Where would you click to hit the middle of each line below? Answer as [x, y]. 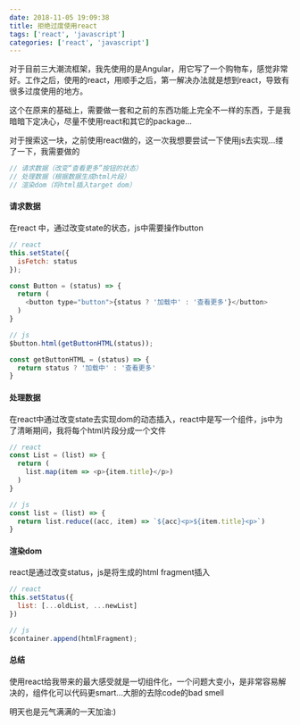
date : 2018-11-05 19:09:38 [59, 17]
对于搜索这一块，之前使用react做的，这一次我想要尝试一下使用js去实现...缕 [146, 140]
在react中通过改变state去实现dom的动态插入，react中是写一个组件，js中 [142, 419]
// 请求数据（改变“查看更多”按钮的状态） [76, 169]
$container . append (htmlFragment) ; [74, 638]
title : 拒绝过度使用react [54, 26]
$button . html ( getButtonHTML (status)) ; [81, 343]
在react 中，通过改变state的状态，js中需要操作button [106, 228]
